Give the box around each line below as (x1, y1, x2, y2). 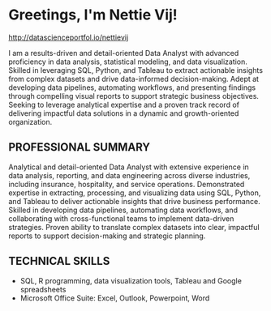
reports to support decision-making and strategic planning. (8, 231, 206, 241)
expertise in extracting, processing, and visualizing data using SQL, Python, (8, 188, 261, 198)
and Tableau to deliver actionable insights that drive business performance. (8, 196, 261, 206)
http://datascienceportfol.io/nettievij (8, 32, 129, 42)
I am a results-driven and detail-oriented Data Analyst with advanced (8, 48, 239, 58)
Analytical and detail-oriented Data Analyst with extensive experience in (8, 162, 249, 172)
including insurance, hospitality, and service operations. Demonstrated (8, 179, 245, 189)
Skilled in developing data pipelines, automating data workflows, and (8, 205, 238, 215)
